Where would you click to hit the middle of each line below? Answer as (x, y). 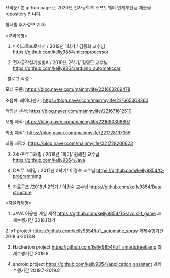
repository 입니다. (23, 14)
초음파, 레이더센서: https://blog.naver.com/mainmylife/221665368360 (77, 100)
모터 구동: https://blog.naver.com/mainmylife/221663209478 (68, 89)
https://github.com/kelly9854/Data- (127, 187)
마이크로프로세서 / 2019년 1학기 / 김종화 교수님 (59, 46)
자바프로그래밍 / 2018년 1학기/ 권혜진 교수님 (56, 154)
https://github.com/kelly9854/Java (49, 160)
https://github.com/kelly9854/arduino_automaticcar (66, 68)
